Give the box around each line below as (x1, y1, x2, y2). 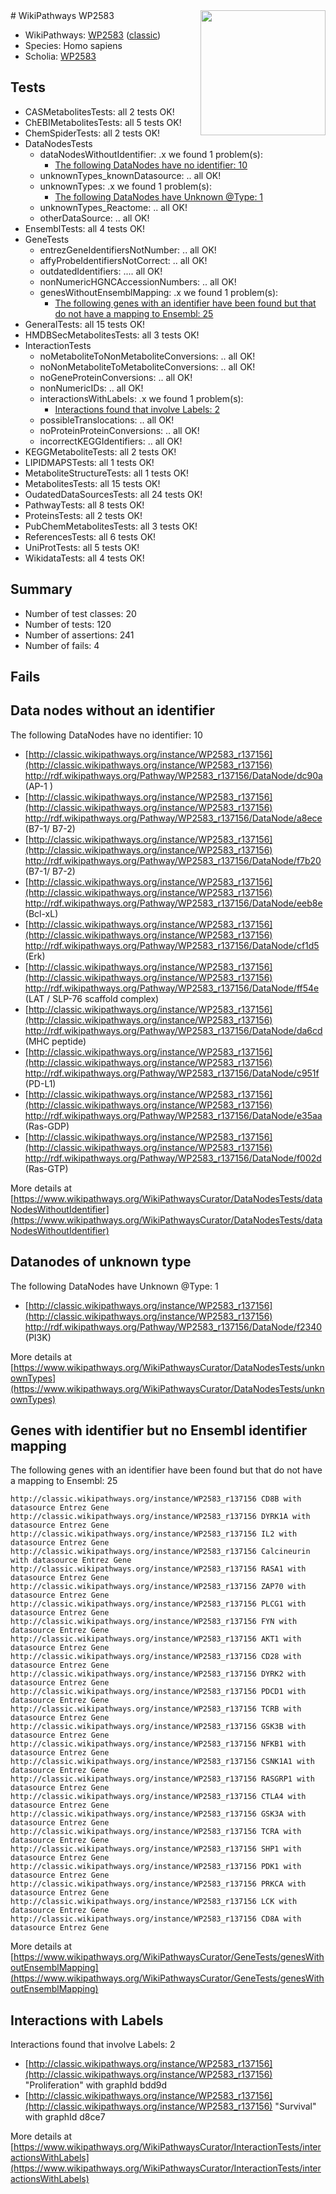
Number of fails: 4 (24, 639, 100, 651)
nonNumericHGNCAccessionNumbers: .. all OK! (39, 275, 237, 288)
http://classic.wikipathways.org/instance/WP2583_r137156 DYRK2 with (10, 1669, 307, 1679)
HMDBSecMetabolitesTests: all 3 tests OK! (24, 329, 200, 341)
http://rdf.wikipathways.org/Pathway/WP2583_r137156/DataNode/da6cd (24, 1024, 323, 1036)
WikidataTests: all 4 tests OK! (24, 552, 145, 564)
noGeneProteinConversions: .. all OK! (39, 371, 193, 383)
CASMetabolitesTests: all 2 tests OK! (24, 105, 175, 118)
